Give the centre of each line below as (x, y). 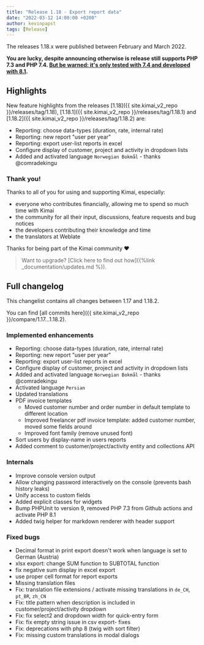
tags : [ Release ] (27, 29)
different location (46, 414)
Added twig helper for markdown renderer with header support (95, 521)
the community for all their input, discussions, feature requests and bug (105, 217)
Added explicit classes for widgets (59, 502)
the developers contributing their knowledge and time (83, 230)
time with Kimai (35, 211)
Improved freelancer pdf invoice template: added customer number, (110, 420)
